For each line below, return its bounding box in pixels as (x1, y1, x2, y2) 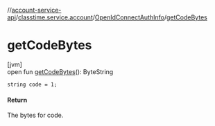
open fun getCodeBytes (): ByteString (7, 67, 114, 75)
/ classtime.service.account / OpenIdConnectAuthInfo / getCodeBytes (15, 13, 208, 21)
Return (7, 96, 28, 104)
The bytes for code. (7, 111, 64, 120)
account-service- (11, 6, 62, 14)
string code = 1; (7, 81, 58, 88)
